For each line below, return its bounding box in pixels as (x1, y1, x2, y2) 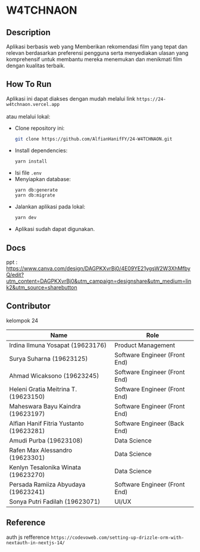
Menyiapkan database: (14, 175, 71, 182)
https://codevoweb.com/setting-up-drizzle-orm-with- (51, 534, 185, 541)
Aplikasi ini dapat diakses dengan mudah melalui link (6, 95, 136, 102)
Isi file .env (14, 169, 42, 176)
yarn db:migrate (14, 192, 55, 198)
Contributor (6, 301, 51, 311)
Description (6, 27, 51, 38)
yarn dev (14, 215, 37, 221)
